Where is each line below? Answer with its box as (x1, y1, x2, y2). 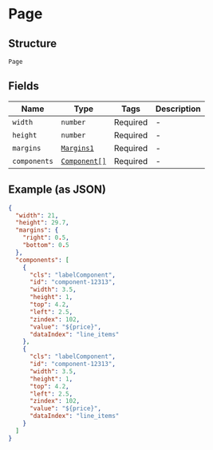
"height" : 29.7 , (15, 219, 69, 227)
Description (155, 103, 201, 114)
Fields (8, 79, 40, 93)
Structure (8, 37, 57, 50)
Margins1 (61, 143, 94, 153)
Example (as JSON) (8, 183, 106, 197)
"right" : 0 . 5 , (22, 233, 69, 242)
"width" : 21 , (15, 211, 59, 220)
